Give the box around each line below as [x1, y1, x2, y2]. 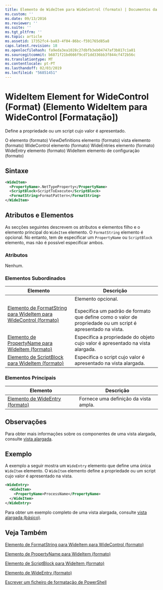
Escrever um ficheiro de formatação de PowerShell [5, 579, 107, 585]
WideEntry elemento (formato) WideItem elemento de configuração [5, 148, 140, 153]
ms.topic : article [5, 34, 42, 39]
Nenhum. [5, 263, 23, 269]
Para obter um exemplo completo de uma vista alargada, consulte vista [5, 509, 147, 515]
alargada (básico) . [5, 514, 41, 520]
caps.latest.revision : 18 [5, 43, 57, 48]
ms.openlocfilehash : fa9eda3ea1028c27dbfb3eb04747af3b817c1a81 [5, 48, 136, 52]
